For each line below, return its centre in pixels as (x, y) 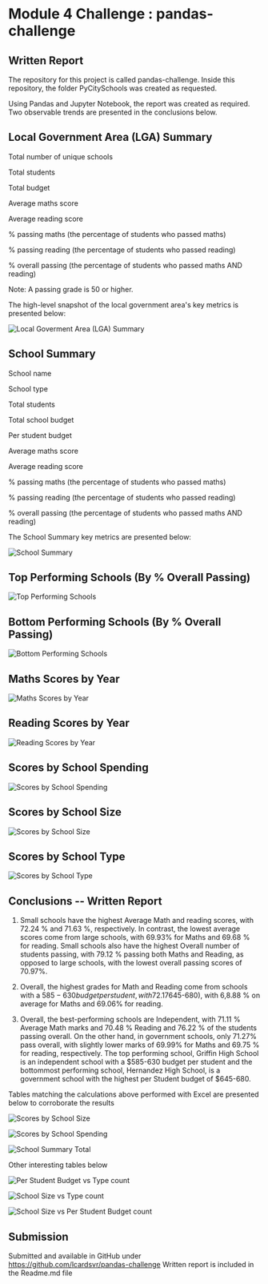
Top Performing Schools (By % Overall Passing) (129, 578)
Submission (39, 1236)
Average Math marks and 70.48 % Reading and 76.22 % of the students (138, 1028)
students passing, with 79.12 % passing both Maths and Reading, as (132, 954)
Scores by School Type (67, 856)
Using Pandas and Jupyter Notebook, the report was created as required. (129, 104)
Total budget (29, 187)
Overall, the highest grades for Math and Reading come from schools (134, 987)
